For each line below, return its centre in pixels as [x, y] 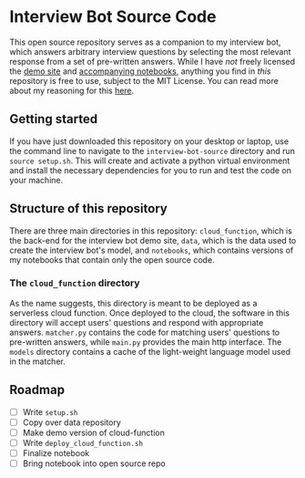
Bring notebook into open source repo [94, 463]
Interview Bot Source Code [113, 17]
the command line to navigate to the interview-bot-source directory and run [152, 151]
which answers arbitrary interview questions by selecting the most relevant [150, 51]
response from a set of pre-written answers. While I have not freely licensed [152, 61]
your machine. [36, 180]
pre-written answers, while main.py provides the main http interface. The [146, 342]
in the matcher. [37, 361]
